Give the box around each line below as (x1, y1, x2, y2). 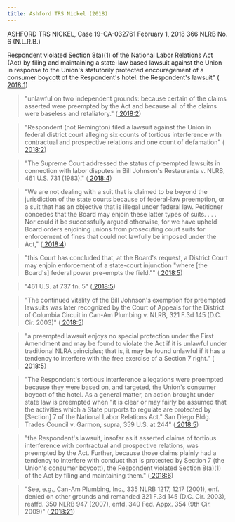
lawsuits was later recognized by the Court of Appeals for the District (24, 303, 224, 312)
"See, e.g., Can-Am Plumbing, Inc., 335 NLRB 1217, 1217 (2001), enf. (24, 485, 220, 493)
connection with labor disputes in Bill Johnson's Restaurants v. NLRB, (24, 166, 226, 174)
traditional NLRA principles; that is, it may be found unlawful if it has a (24, 346, 226, 355)
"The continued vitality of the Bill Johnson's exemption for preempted (24, 295, 227, 304)
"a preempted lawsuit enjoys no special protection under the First (24, 331, 214, 340)
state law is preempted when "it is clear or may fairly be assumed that (24, 397, 227, 406)
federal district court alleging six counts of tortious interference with (24, 130, 222, 139)
